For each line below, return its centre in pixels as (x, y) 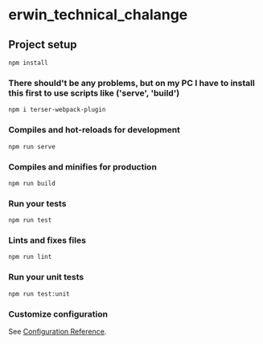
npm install (28, 63)
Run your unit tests (46, 277)
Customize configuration (58, 313)
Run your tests (37, 203)
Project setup (43, 45)
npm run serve (32, 146)
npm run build (32, 183)
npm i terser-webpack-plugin (57, 110)
